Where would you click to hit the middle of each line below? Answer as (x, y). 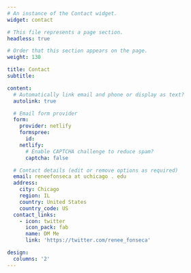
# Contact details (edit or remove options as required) (96, 170)
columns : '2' (32, 259)
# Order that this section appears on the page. (77, 51)
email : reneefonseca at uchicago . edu (70, 177)
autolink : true (35, 101)
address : (26, 183)
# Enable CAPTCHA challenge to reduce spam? (89, 151)
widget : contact (30, 20)
